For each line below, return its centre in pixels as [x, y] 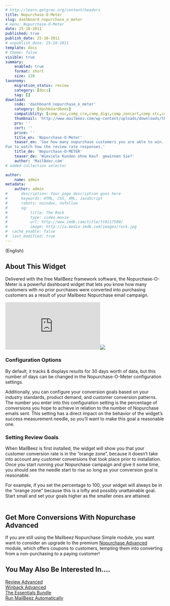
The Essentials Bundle [28, 592]
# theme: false [21, 52]
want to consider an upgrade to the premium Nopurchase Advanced [76, 543]
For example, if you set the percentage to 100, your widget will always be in [84, 485]
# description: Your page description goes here [63, 194]
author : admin [29, 189]
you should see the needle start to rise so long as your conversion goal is [81, 470]
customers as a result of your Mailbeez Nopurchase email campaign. [77, 295]
